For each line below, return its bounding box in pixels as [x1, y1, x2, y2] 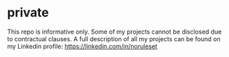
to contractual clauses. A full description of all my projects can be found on [7, 34, 221, 43]
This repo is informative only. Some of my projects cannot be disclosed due [7, 27, 222, 36]
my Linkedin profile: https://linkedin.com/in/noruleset [7, 42, 157, 50]
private [7, 5, 50, 21]
